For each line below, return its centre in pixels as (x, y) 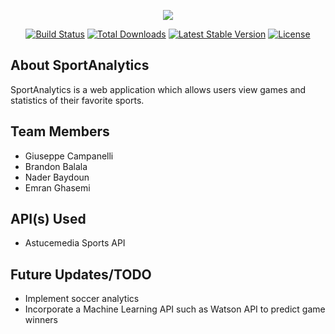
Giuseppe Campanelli (69, 156)
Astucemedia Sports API (75, 243)
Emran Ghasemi (57, 187)
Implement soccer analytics (82, 299)
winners (41, 320)
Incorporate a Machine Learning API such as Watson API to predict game (175, 309)
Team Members (60, 131)
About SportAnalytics (80, 65)
